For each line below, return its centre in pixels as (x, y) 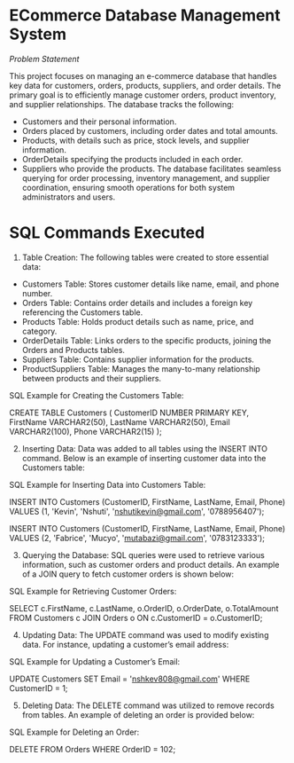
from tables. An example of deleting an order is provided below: (138, 714)
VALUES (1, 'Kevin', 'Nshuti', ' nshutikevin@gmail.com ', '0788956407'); (137, 511)
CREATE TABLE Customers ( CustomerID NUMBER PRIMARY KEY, (129, 413)
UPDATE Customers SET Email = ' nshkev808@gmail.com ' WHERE (130, 679)
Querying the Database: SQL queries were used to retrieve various (143, 555)
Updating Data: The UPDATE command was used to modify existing (145, 634)
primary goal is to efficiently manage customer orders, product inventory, (143, 95)
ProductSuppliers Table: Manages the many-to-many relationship (141, 368)
